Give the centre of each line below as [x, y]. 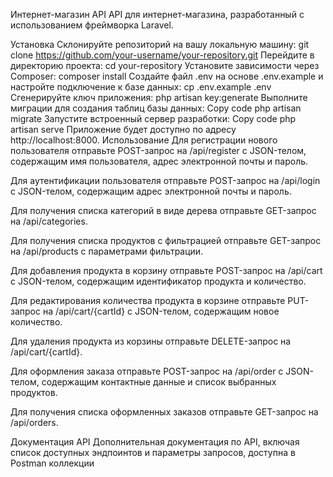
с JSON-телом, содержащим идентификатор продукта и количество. [158, 281]
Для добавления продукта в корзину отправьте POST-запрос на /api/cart [166, 270]
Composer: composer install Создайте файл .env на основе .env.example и [167, 76]
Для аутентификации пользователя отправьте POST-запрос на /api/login [165, 180]
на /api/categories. [49, 221]
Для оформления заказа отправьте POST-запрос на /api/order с [147, 371]
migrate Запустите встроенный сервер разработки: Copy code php [153, 118]
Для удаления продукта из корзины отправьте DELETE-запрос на [151, 341]
